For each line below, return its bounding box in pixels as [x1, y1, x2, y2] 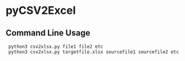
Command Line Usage [5, 28, 91, 38]
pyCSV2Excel [5, 4, 76, 18]
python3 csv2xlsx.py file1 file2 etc [8, 43, 103, 50]
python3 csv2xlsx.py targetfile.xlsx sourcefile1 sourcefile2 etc [8, 49, 180, 55]
